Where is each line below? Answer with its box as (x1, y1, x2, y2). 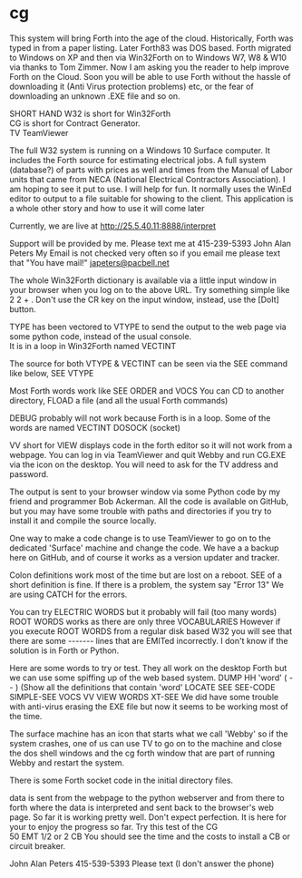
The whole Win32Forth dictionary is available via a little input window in (9, 275, 277, 286)
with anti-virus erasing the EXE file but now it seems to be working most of (9, 701, 288, 712)
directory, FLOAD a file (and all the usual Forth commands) (9, 395, 229, 405)
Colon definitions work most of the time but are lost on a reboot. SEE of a (9, 570, 283, 580)
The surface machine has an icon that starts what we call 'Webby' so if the (9, 728, 288, 739)
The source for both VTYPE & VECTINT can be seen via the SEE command (9, 357, 288, 369)
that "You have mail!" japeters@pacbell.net (9, 257, 170, 268)
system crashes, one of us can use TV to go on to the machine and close (9, 737, 283, 748)
